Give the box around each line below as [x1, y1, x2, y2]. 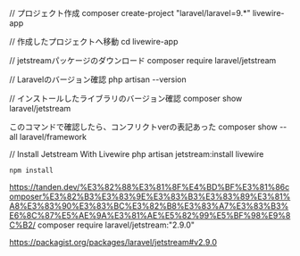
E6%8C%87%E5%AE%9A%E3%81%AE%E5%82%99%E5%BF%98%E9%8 [9, 211, 291, 220]
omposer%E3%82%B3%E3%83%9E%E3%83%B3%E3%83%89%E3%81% [9, 191, 291, 202]
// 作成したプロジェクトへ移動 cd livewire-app [9, 37, 179, 46]
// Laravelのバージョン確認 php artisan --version [9, 74, 187, 85]
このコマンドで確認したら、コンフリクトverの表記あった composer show [9, 121, 279, 132]
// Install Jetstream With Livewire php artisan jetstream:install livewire [9, 149, 264, 159]
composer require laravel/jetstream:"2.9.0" [37, 219, 195, 230]
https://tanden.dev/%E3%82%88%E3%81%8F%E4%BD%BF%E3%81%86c [9, 182, 290, 192]
